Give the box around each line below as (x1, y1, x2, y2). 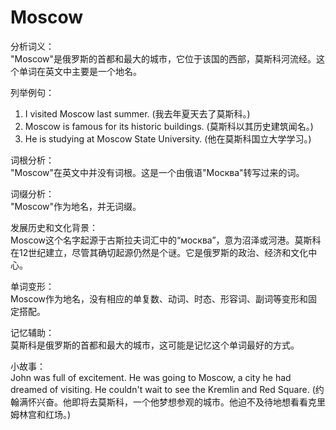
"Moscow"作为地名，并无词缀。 (10, 200, 142, 212)
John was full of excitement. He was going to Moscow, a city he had (10, 371, 292, 383)
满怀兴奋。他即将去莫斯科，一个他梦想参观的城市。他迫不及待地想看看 (18, 396, 308, 408)
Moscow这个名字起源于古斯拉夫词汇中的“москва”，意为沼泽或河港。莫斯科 (10, 234, 322, 246)
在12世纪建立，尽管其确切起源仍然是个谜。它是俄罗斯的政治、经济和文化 (10, 246, 309, 258)
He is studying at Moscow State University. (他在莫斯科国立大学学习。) (24, 132, 312, 145)
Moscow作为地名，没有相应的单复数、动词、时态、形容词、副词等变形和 (10, 292, 309, 305)
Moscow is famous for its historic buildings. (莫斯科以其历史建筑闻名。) (24, 120, 314, 132)
